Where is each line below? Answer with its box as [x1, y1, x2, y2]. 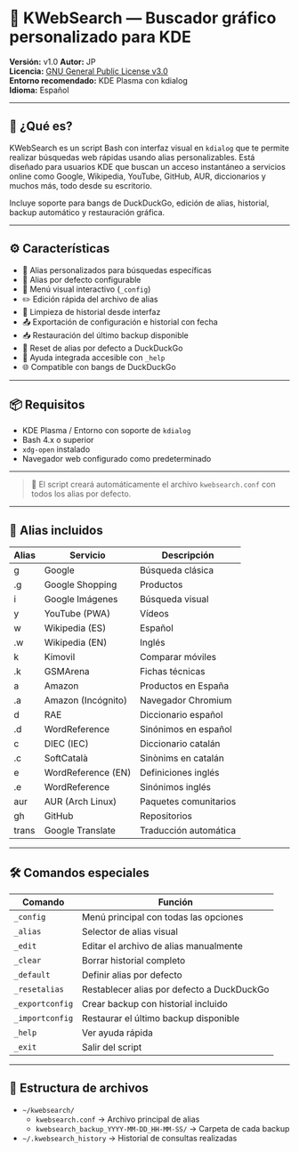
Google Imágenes [44, 593, 118, 606]
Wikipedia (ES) [44, 622, 107, 634]
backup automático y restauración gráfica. [9, 206, 166, 217]
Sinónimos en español [139, 723, 233, 736]
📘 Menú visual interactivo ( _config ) [21, 284, 151, 294]
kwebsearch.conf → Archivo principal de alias [35, 1114, 200, 1124]
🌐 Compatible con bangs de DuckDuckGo [21, 361, 176, 372]
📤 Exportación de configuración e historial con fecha [21, 316, 218, 327]
